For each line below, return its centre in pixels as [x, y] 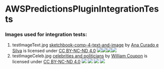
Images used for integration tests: [46, 34]
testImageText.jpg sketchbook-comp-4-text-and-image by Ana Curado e [85, 45]
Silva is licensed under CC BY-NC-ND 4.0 [54, 51]
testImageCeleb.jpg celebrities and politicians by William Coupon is [80, 56]
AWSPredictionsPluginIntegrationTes [82, 9]
